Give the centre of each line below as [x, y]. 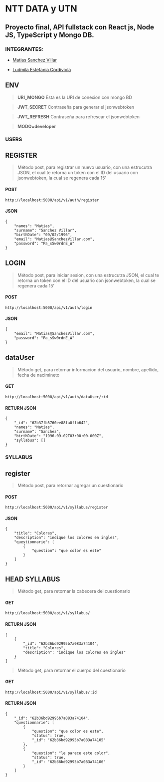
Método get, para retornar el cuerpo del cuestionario [72, 670]
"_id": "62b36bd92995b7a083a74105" [69, 740]
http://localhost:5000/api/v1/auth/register [52, 200]
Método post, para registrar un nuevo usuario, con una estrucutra [84, 167]
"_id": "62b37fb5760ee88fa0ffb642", [52, 423]
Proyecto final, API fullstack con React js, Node [80, 27]
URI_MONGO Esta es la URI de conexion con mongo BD [75, 97]
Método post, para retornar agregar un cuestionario [70, 485]
